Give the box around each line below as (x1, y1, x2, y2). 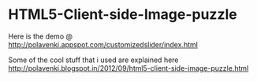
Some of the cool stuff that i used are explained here (8, 55, 179, 64)
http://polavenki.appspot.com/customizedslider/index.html (8, 39, 199, 49)
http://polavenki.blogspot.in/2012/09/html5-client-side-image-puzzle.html (8, 63, 249, 72)
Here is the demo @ (8, 31, 73, 41)
